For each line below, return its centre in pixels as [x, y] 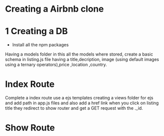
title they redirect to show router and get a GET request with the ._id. [74, 108]
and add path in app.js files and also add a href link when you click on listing [82, 103]
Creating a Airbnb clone [55, 9]
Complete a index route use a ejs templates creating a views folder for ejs [79, 98]
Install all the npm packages [40, 45]
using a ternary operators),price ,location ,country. [56, 65]
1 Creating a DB [36, 31]
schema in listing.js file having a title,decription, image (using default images [82, 59]
